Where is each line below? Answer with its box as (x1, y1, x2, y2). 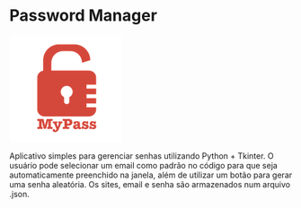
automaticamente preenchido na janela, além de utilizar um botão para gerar (9, 169, 293, 180)
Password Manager (9, 5, 157, 26)
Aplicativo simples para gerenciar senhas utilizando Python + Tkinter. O (9, 150, 274, 161)
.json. (9, 188, 30, 199)
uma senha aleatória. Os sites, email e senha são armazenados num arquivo (9, 178, 290, 189)
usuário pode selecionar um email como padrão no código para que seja (9, 160, 279, 170)
